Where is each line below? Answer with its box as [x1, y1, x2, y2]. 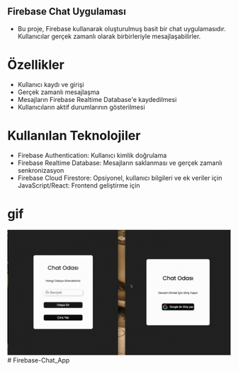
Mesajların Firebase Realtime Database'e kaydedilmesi [17, 95, 177, 103]
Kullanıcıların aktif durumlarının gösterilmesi [17, 103, 145, 111]
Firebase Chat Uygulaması [7, 6, 126, 18]
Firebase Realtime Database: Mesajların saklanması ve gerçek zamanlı [17, 159, 223, 167]
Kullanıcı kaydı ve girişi [17, 80, 84, 89]
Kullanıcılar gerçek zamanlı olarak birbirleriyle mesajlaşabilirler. [17, 32, 201, 40]
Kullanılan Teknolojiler [7, 127, 141, 144]
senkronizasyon [17, 166, 64, 174]
